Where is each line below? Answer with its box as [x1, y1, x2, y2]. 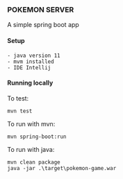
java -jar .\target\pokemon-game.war [7, 164, 117, 171]
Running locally [7, 78, 54, 87]
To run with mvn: [7, 119, 56, 128]
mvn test [7, 108, 33, 114]
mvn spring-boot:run [7, 133, 67, 140]
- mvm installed [7, 58, 54, 65]
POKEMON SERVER [7, 5, 74, 15]
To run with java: [7, 145, 55, 153]
